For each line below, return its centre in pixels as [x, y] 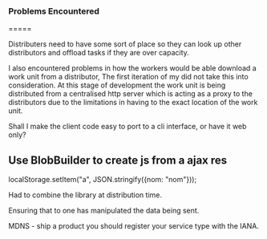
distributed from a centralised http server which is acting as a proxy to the [130, 94]
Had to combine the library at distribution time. [85, 195]
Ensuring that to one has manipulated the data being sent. [104, 211]
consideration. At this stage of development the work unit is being [117, 85]
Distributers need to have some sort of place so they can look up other [125, 44]
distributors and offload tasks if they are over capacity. [99, 53]
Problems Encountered [54, 11]
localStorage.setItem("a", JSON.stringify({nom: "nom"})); [103, 180]
